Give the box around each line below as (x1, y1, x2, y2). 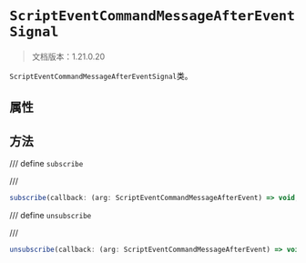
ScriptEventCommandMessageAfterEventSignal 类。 (9, 70, 193, 81)
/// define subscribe (9, 158, 84, 169)
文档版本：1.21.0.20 (31, 51, 106, 62)
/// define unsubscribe (9, 210, 92, 221)
